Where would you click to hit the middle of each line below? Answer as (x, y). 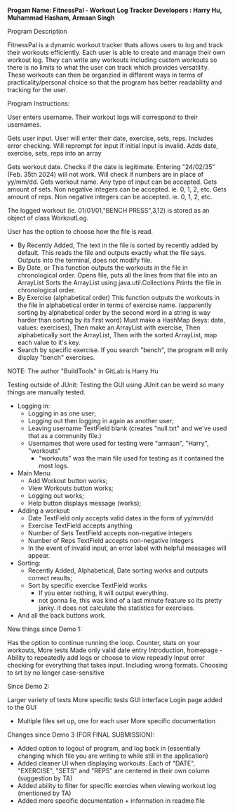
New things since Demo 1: (45, 629)
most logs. (53, 466)
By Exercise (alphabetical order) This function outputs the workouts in (118, 298)
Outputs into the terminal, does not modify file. (85, 260)
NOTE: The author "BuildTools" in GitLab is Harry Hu (83, 371)
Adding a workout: (44, 511)
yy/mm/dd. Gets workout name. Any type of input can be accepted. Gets (112, 182)
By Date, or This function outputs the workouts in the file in (102, 268)
